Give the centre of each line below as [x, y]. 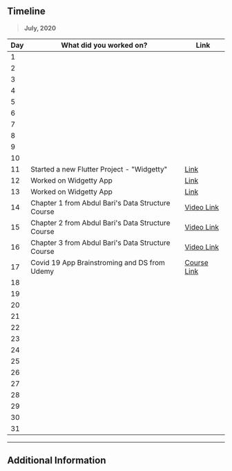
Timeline [27, 11]
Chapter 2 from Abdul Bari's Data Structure [100, 223]
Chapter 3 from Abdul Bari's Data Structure [100, 243]
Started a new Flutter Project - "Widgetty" [99, 169]
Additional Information [57, 460]
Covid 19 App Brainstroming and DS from [98, 262]
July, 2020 [40, 28]
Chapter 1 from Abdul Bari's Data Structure [100, 203]
